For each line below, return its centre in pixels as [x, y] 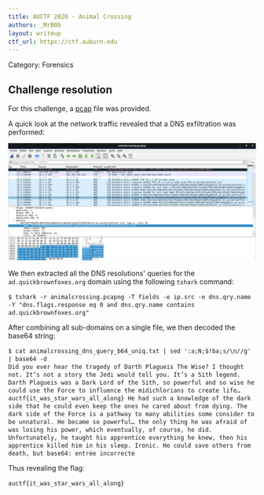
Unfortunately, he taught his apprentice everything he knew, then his [128, 438]
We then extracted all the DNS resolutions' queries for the [101, 273]
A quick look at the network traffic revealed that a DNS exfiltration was [122, 124]
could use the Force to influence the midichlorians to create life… [125, 391]
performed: [26, 132]
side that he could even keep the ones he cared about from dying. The [128, 406]
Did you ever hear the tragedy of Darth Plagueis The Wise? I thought [126, 367]
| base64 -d [27, 359]
